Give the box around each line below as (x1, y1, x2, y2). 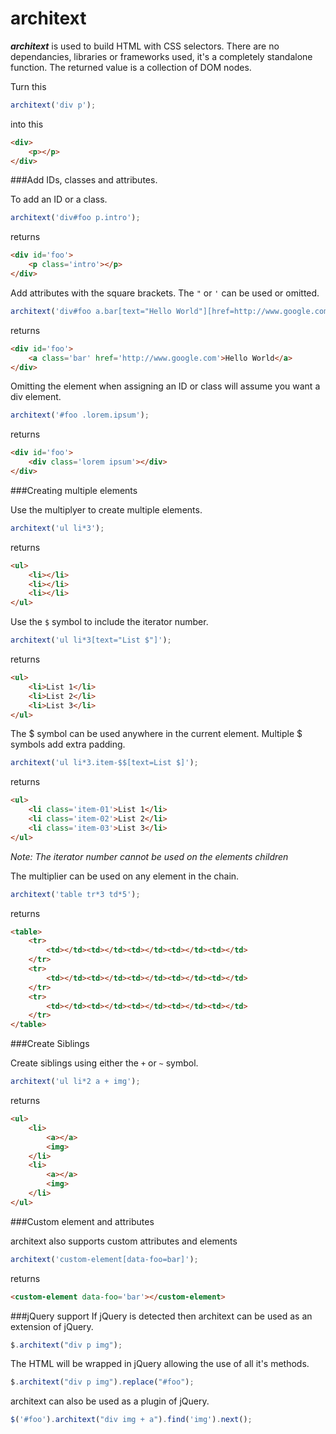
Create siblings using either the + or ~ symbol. (10, 1057, 199, 1069)
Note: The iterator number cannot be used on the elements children (10, 850, 289, 862)
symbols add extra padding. (10, 738, 126, 751)
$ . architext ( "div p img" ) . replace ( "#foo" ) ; (10, 1377, 195, 1387)
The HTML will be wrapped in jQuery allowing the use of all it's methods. (10, 1358, 310, 1370)
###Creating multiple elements (10, 484, 138, 496)
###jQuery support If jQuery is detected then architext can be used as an (10, 1310, 313, 1322)
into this (10, 118, 44, 130)
